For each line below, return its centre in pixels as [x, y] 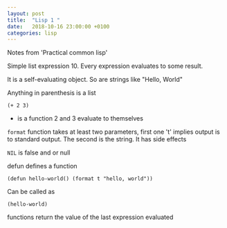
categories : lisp [32, 33]
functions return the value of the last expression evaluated [90, 217]
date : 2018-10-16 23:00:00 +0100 [58, 26]
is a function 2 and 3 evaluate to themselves [80, 119]
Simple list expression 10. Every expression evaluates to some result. [105, 66]
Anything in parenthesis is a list [52, 93]
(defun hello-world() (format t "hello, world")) [80, 179]
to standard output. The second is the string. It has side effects [97, 139]
